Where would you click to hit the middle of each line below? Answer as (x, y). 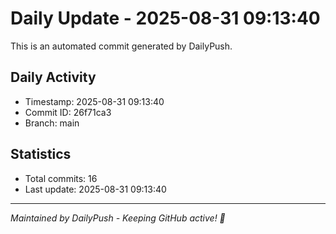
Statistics (41, 154)
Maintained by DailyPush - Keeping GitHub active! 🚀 (118, 218)
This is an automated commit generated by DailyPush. (121, 46)
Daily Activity (53, 77)
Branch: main (52, 123)
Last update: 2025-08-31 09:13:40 (95, 189)
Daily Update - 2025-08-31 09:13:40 (165, 18)
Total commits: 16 (61, 178)
